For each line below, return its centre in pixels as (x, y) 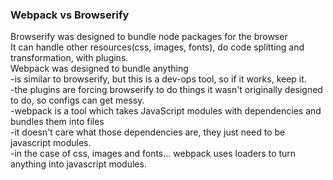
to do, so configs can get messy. (77, 100)
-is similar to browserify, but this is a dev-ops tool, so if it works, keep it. (158, 79)
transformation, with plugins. (69, 58)
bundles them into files (57, 122)
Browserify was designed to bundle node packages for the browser (149, 37)
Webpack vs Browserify (70, 15)
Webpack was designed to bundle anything (99, 69)
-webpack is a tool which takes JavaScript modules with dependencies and (166, 111)
